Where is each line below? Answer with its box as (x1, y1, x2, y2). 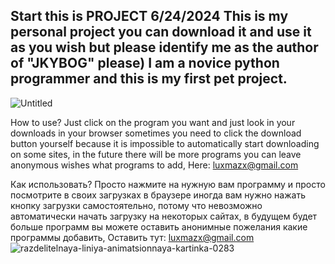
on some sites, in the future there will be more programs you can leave (10, 148, 302, 160)
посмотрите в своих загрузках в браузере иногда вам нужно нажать (10, 189, 306, 201)
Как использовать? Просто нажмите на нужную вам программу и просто (10, 178, 326, 190)
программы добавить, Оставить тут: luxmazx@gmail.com (10, 231, 255, 243)
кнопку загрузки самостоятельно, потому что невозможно (10, 199, 263, 211)
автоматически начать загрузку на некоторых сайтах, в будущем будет (10, 210, 318, 222)
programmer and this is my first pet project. (10, 70, 288, 88)
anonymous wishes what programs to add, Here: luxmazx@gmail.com (10, 159, 299, 171)
